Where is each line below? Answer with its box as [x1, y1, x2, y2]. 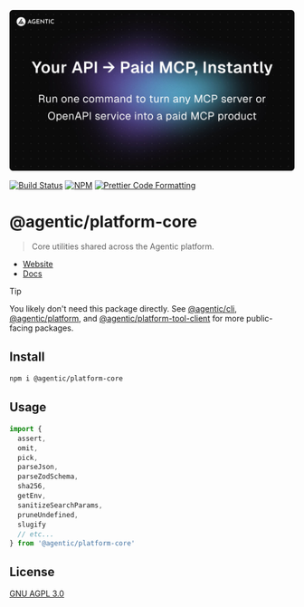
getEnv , [17, 491, 47, 501]
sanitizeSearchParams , [17, 500, 103, 510]
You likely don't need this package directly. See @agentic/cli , [9, 303, 237, 314]
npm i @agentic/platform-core [9, 374, 124, 383]
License [9, 564, 55, 580]
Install [9, 349, 45, 364]
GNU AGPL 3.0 [9, 588, 65, 599]
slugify [17, 520, 47, 529]
